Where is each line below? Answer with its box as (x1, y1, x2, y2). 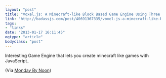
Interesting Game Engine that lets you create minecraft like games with (5, 52, 149, 58)
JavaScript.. (5, 57, 30, 64)
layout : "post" (5, 7, 37, 12)
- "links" (5, 26, 26, 30)
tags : (5, 21, 16, 26)
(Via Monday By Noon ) (5, 67, 51, 73)
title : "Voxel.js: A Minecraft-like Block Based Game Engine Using (5, 12, 147, 17)
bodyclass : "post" (5, 39, 43, 44)
